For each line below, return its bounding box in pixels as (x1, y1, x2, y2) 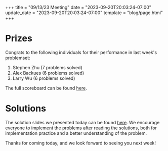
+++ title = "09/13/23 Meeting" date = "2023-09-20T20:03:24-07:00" (5, 5, 152, 10)
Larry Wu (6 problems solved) (12, 75, 75, 81)
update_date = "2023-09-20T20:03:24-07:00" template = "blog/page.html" (5, 10, 163, 16)
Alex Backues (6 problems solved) (12, 70, 85, 76)
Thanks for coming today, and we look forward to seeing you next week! (5, 140, 156, 146)
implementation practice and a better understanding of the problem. (5, 130, 147, 136)
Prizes (5, 33, 33, 44)
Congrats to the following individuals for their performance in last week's (5, 49, 157, 55)
